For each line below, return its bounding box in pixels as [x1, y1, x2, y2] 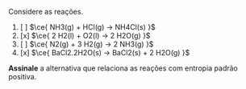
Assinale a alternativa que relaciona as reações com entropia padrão [8, 63, 238, 73]
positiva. [8, 72, 37, 81]
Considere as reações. [8, 7, 83, 16]
